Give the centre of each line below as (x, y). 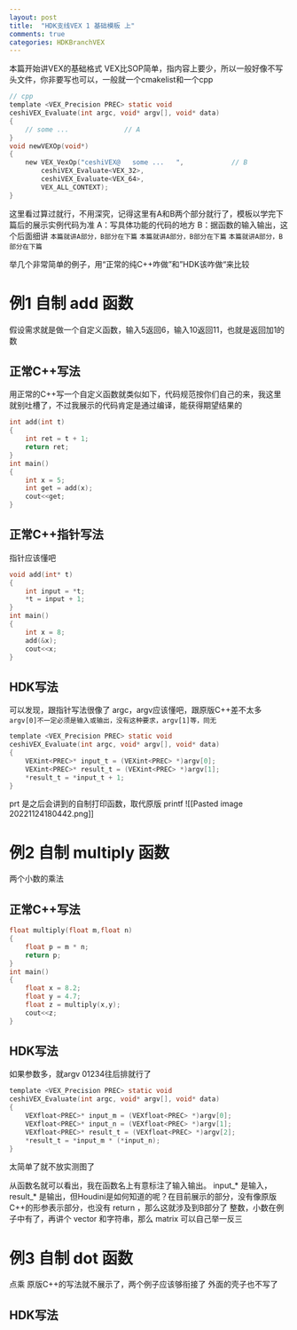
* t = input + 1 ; (55, 599)
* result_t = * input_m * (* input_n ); (93, 1140)
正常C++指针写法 (57, 535)
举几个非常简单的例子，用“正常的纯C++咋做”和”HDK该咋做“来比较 (129, 264)
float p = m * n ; (57, 946)
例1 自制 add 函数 (71, 303)
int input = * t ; (55, 591)
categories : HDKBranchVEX (57, 42)
